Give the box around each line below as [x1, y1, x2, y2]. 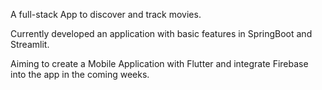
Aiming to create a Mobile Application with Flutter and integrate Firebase [10, 58, 309, 69]
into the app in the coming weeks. [10, 69, 150, 80]
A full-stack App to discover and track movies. [10, 9, 202, 20]
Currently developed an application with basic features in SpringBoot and [10, 28, 313, 39]
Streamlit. [10, 39, 50, 50]
